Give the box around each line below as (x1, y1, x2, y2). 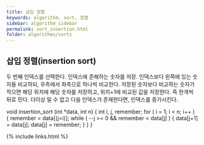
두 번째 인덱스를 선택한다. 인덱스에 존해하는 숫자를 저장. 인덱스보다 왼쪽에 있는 (6, 72, 192, 80)
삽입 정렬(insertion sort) (6, 55, 96, 66)
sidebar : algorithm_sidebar (6, 20, 78, 26)
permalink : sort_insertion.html (6, 26, 88, 32)
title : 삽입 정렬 (6, 9, 46, 15)
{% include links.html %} (6, 132, 68, 140)
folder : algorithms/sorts (6, 32, 72, 38)
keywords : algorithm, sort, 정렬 (6, 15, 89, 21)
